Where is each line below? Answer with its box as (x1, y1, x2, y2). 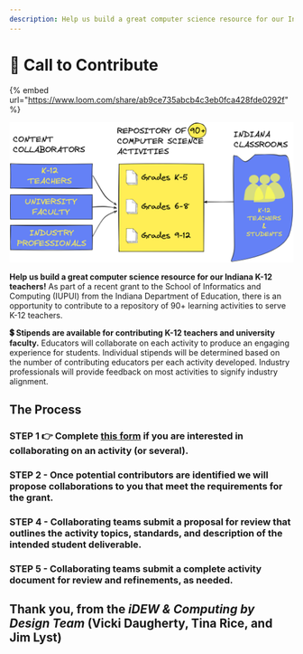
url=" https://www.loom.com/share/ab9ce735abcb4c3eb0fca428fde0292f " (9, 94, 289, 105)
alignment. (9, 375, 49, 386)
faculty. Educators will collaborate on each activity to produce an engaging (9, 337, 290, 348)
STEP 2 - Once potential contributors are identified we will (9, 469, 269, 481)
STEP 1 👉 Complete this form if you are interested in (9, 430, 243, 442)
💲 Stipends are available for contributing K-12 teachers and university (9, 327, 275, 338)
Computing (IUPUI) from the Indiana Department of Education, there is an (9, 290, 282, 301)
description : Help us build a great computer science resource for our (9, 14, 284, 24)
